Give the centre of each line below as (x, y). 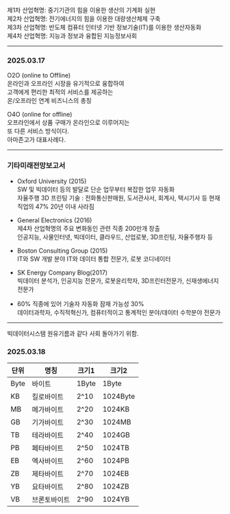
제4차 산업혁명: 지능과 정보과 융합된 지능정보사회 (72, 36)
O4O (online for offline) (40, 115)
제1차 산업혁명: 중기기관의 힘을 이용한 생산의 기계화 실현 (81, 10)
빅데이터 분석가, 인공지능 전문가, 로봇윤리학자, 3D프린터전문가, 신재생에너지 (118, 281)
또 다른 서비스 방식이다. (38, 131)
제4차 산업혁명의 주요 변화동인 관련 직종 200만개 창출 (89, 228)
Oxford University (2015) (52, 181)
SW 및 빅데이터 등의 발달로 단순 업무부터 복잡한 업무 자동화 (96, 189)
